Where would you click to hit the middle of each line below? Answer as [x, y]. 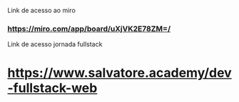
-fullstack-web [52, 88]
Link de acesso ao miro [42, 10]
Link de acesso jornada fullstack [55, 44]
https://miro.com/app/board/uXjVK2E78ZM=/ [89, 29]
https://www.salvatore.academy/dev [119, 73]
